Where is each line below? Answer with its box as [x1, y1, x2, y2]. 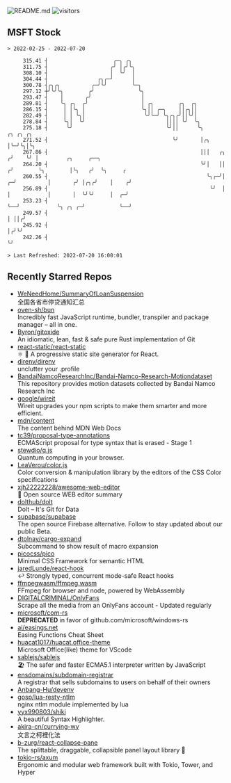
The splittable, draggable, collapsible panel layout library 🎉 [17, 745, 186, 754]
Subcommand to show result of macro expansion [17, 542, 159, 550]
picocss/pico [17, 549, 55, 558]
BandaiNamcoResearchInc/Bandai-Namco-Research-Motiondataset [17, 372, 212, 380]
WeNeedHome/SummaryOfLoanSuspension [17, 289, 144, 298]
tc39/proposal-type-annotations [17, 431, 110, 439]
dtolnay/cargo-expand [17, 534, 82, 542]
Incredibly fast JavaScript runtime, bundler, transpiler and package [17, 313, 209, 321]
